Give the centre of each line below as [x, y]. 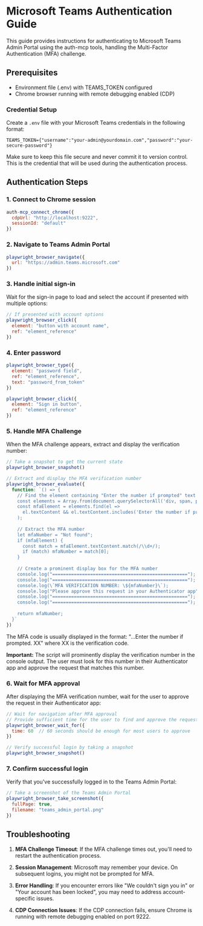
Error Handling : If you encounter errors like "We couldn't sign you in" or [105, 885]
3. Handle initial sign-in [41, 284]
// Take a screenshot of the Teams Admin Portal [69, 793]
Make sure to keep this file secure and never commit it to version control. [97, 157]
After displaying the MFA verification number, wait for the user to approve [98, 696]
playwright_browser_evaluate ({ [46, 484]
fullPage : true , [32, 804]
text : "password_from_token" [48, 382]
